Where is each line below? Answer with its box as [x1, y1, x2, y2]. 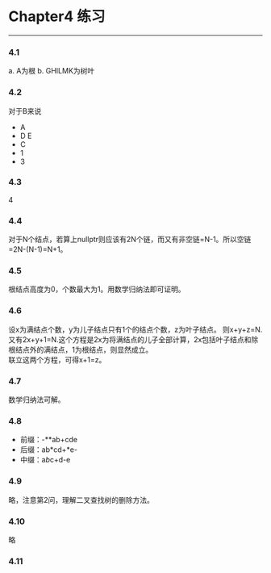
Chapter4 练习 [8, 7, 106, 26]
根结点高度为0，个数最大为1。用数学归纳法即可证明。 [8, 284, 186, 295]
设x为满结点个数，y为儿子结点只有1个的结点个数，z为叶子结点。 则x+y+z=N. [8, 324, 263, 334]
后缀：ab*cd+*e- [19, 445, 78, 454]
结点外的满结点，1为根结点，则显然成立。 [15, 345, 153, 354]
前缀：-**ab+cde [19, 435, 78, 445]
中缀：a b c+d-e [19, 455, 71, 465]
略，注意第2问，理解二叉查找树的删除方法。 [8, 495, 155, 504]
